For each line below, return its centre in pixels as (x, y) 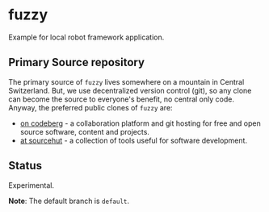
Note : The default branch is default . (69, 201)
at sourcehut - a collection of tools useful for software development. (134, 140)
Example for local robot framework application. (86, 37)
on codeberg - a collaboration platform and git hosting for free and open (140, 123)
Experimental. (32, 185)
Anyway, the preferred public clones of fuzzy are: (90, 107)
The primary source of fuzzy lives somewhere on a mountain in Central (126, 81)
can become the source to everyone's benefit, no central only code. (121, 99)
